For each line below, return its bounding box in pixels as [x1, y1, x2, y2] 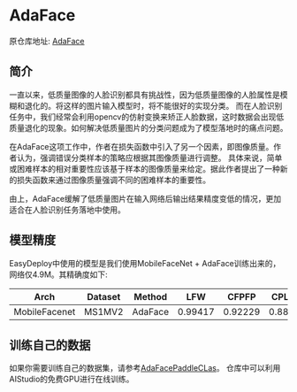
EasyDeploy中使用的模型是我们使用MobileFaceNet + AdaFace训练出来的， [9, 257, 281, 268]
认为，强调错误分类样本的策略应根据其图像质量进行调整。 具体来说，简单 [16, 152, 283, 163]
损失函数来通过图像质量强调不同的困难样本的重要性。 [16, 174, 210, 185]
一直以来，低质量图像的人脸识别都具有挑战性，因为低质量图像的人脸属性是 [9, 89, 280, 100]
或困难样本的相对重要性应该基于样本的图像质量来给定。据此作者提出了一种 [9, 163, 280, 173]
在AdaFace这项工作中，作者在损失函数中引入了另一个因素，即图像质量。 [9, 141, 274, 151]
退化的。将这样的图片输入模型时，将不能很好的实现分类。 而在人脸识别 [24, 100, 283, 111]
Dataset [87, 290, 121, 303]
